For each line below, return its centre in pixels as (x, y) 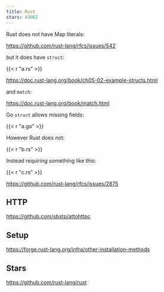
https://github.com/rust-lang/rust (46, 282)
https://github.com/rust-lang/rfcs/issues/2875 (62, 183)
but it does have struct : (35, 57)
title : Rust (21, 12)
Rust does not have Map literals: (45, 34)
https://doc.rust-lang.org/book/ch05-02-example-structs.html (82, 80)
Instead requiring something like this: (51, 160)
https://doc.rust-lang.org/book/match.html (58, 103)
